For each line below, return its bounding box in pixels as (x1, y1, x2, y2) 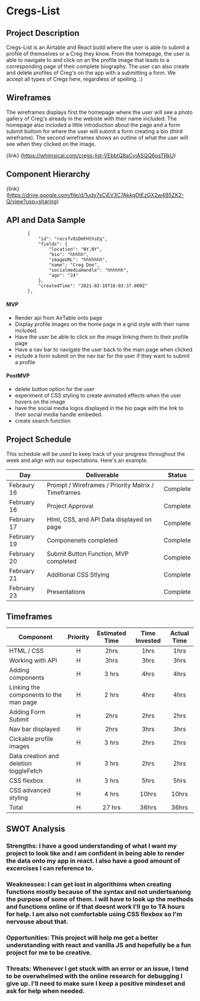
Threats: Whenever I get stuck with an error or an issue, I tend (6, 964, 189, 972)
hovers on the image (14, 398, 65, 405)
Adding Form (9, 708, 46, 716)
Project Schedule (6, 435, 71, 445)
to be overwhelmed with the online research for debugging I (6, 972, 183, 980)
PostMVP (6, 372, 30, 380)
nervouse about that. (6, 917, 68, 926)
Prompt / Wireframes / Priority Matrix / (46, 481, 154, 489)
